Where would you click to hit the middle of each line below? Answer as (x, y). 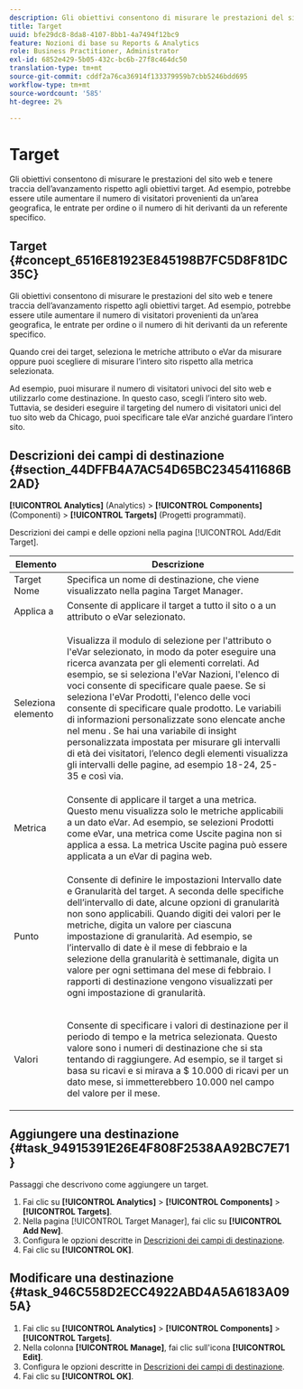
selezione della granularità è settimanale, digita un (173, 958)
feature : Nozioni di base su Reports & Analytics (105, 43)
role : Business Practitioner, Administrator (94, 51)
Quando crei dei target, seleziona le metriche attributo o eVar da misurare (146, 352)
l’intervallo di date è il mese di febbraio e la (157, 947)
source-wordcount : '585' (56, 93)
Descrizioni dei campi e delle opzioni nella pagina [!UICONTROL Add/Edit (145, 532)
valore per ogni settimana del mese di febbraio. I (169, 970)
